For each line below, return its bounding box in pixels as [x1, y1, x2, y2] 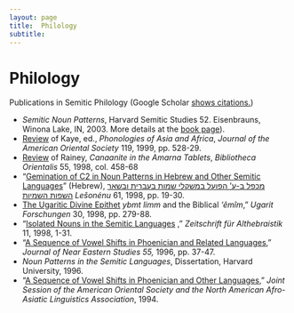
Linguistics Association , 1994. [49, 294, 159, 305]
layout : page [9, 12, 58, 22]
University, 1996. [21, 266, 84, 277]
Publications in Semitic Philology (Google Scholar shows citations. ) [9, 97, 254, 108]
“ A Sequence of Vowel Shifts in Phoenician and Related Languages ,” [21, 237, 272, 248]
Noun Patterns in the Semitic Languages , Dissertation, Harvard [21, 256, 253, 267]
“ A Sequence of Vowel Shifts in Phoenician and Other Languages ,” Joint [21, 275, 286, 285]
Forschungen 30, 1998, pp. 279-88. [21, 209, 153, 220]
